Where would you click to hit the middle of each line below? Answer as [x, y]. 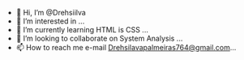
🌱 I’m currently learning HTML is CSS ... [82, 30]
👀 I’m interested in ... [50, 21]
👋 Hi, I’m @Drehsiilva [51, 13]
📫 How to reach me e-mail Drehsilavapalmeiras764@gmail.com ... [126, 47]
